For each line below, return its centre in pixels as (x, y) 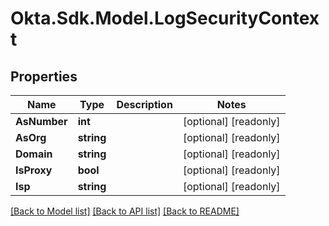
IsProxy (34, 170)
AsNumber (41, 121)
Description (144, 104)
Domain (34, 154)
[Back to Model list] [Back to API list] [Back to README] (125, 211)
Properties (44, 76)
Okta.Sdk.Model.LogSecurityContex (165, 18)
